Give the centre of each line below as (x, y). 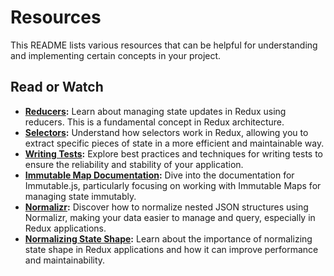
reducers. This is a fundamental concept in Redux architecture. (154, 122)
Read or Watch (57, 87)
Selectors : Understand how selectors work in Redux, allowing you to (166, 132)
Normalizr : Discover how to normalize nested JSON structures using (166, 207)
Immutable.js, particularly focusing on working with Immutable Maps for (173, 185)
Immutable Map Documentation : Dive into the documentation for (159, 175)
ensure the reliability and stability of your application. (134, 164)
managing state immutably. (80, 196)
